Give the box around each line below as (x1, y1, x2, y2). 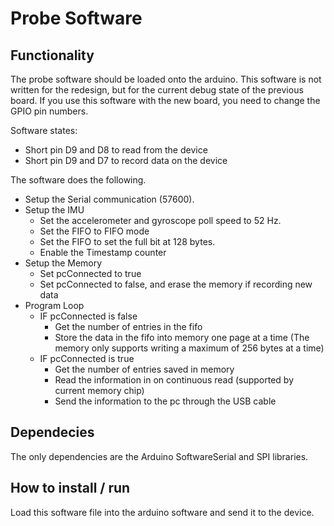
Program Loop (24, 300, 85, 311)
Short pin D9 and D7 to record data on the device (24, 155, 228, 166)
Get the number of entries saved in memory (54, 363, 235, 375)
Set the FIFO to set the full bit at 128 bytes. (39, 236, 216, 247)
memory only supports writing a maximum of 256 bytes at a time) (54, 342, 325, 354)
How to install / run (10, 480, 131, 497)
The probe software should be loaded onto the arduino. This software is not (10, 73, 322, 85)
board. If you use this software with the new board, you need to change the (10, 95, 321, 106)
